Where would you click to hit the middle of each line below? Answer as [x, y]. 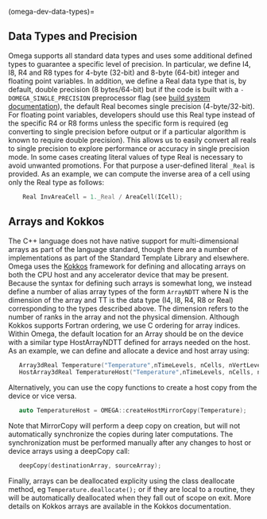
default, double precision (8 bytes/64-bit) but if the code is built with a [124, 89]
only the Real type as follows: [56, 182]
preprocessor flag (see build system [151, 98]
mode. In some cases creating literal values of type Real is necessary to [126, 157]
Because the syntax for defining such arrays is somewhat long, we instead [130, 283]
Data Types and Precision [73, 36]
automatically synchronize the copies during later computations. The [121, 434]
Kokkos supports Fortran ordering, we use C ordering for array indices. [124, 325]
